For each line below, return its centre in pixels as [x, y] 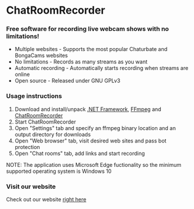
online [22, 74]
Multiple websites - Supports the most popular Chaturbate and [91, 49]
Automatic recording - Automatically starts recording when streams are [101, 68]
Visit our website [31, 186]
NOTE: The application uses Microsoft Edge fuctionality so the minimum [94, 164]
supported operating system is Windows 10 [59, 171]
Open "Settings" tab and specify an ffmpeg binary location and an [95, 128]
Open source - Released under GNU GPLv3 [67, 81]
